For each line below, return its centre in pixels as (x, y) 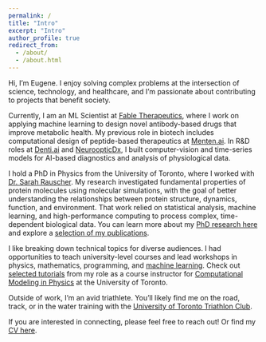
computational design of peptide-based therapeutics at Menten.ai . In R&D (129, 141)
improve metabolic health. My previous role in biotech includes (111, 132)
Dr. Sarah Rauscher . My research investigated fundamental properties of (127, 181)
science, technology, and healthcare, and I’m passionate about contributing (132, 91)
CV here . (23, 330)
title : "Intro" (33, 23)
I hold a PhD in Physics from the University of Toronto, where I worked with (131, 173)
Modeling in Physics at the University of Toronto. (88, 282)
